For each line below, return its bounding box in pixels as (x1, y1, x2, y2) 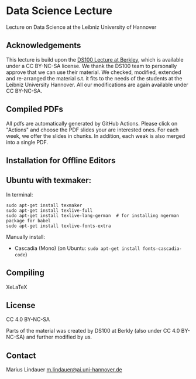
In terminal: (6, 191, 33, 198)
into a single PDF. (6, 138, 49, 145)
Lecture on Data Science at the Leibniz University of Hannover (6, 23, 157, 31)
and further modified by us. (26, 333, 92, 341)
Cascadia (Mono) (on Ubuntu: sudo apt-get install (14, 245, 140, 252)
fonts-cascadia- (142, 245, 183, 252)
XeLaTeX (6, 283, 27, 290)
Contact (6, 350, 36, 360)
